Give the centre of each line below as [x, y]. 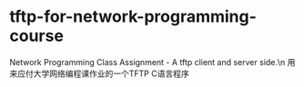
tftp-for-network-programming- [133, 17]
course [36, 36]
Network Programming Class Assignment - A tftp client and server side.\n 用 [152, 62]
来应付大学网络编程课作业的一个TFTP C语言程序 [99, 73]
